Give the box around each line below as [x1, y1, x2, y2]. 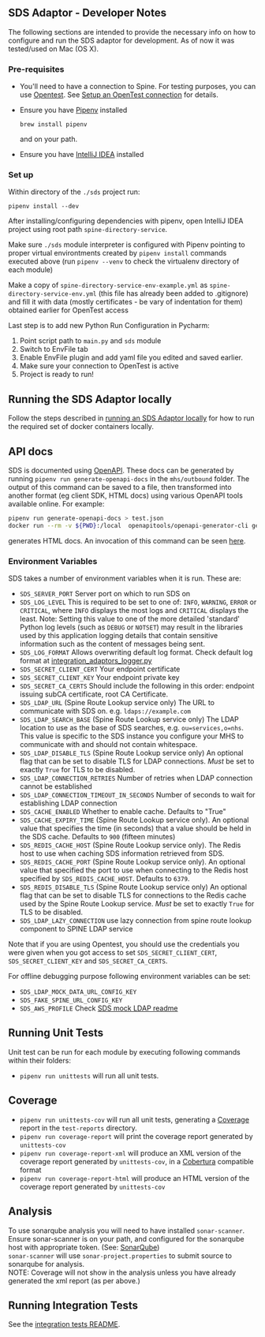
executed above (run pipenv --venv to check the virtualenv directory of [8, 256, 240, 267]
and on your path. [19, 134, 77, 144]
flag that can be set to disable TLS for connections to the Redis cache [19, 891, 247, 900]
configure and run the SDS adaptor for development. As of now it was [8, 35, 235, 45]
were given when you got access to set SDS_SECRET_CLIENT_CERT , [8, 948, 218, 958]
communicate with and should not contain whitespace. [19, 740, 198, 749]
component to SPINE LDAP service [19, 924, 133, 934]
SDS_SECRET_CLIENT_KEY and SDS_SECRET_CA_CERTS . [8, 956, 168, 965]
